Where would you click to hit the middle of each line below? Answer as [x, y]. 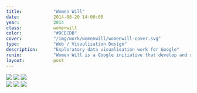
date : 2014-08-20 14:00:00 [55, 17]
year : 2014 [35, 22]
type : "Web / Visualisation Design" [67, 44]
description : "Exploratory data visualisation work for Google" [93, 50]
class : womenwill [42, 28]
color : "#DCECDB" [42, 33]
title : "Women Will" [45, 11]
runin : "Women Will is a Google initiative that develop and [97, 55]
